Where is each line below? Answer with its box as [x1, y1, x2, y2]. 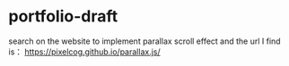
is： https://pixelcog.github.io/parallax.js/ [8, 46, 161, 57]
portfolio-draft [8, 6, 118, 27]
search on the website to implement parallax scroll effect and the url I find [8, 36, 281, 46]
